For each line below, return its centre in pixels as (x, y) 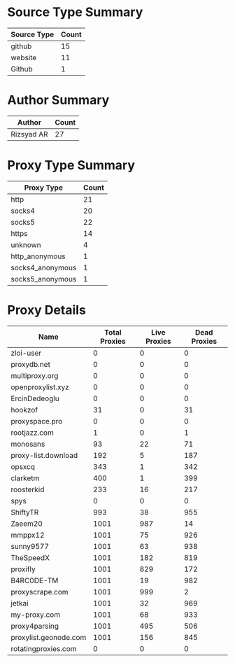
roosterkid (28, 489)
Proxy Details (47, 310)
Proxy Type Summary (71, 166)
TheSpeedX (30, 557)
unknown (26, 244)
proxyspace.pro (37, 421)
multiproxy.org (35, 375)
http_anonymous (38, 256)
